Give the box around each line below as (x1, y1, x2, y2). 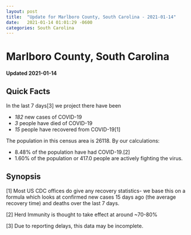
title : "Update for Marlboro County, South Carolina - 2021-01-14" (6, 14, 176, 20)
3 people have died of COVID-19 (14, 119, 93, 126)
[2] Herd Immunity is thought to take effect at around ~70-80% (6, 211, 158, 218)
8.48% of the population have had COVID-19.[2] (14, 148, 130, 155)
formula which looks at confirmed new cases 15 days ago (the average (6, 193, 176, 201)
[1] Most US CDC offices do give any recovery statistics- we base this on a (6, 187, 186, 194)
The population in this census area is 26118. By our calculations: (6, 137, 160, 144)
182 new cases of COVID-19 (14, 113, 82, 120)
